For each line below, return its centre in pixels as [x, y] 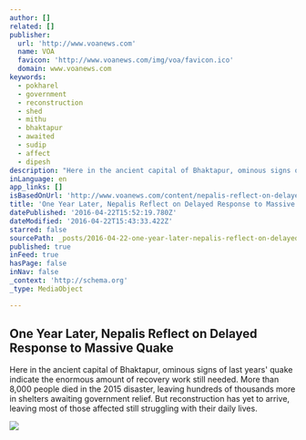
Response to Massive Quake [92, 348]
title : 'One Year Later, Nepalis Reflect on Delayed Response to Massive [153, 205]
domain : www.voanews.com [65, 69]
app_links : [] [36, 188]
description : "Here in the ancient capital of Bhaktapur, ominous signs [150, 170]
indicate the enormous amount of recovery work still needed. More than [144, 380]
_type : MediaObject [46, 289]
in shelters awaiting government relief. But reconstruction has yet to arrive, [149, 399]
